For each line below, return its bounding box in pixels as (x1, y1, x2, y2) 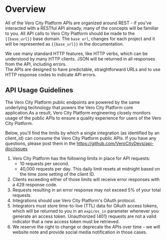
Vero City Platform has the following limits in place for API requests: (12, 155, 150, 161)
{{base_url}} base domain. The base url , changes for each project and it (5, 36, 155, 42)
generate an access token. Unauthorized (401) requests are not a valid (12, 213, 157, 219)
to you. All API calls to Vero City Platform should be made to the (5, 30, 135, 36)
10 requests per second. (19, 160, 69, 167)
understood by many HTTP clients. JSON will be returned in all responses (5, 56, 156, 61)
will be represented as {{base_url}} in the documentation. (5, 41, 124, 47)
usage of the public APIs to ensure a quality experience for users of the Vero (5, 115, 162, 121)
